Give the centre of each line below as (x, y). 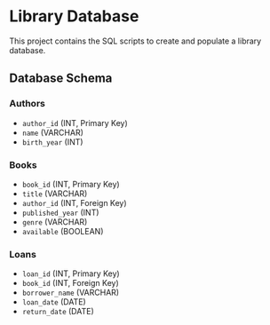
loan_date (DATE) (54, 302)
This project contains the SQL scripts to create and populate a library (135, 41)
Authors (28, 104)
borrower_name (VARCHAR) (71, 293)
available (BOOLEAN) (63, 231)
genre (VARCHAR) (55, 222)
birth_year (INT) (52, 142)
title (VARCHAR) (55, 194)
